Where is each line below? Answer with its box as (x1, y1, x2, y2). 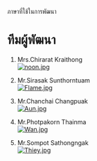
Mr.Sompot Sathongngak (17, 138, 89, 146)
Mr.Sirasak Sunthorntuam (17, 76, 90, 84)
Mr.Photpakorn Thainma (17, 117, 87, 126)
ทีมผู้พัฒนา (7, 32, 56, 48)
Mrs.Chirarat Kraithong (17, 55, 83, 63)
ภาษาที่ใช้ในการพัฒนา (7, 8, 57, 15)
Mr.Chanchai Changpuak (17, 96, 88, 105)
